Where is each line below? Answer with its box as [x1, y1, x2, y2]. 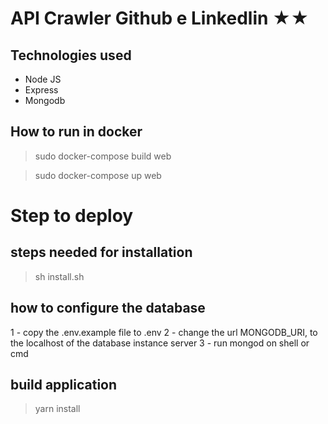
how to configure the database [10, 300, 206, 317]
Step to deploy [10, 205, 134, 227]
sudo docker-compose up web [34, 169, 162, 181]
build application [10, 377, 118, 394]
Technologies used [10, 47, 132, 64]
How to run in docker [10, 123, 143, 141]
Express [24, 84, 59, 96]
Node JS [24, 73, 62, 85]
